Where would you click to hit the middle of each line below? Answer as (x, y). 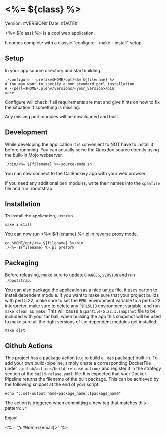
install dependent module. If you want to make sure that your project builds (82, 295)
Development (27, 133)
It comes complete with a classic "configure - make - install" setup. (74, 43)
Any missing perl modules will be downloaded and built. (62, 116)
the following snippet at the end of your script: (53, 384)
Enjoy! (12, 418)
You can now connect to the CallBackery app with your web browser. (76, 173)
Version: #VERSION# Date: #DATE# (41, 23)
